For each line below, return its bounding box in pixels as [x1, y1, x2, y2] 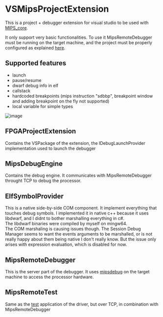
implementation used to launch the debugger [5, 145, 96, 151]
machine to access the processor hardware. [5, 274, 94, 280]
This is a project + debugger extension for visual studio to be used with [5, 20, 149, 26]
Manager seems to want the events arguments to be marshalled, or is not [5, 231, 153, 237]
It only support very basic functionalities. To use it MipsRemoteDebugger [5, 34, 153, 40]
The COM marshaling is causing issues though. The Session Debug [5, 226, 141, 232]
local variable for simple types [12, 103, 73, 109]
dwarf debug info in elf [12, 82, 59, 88]
